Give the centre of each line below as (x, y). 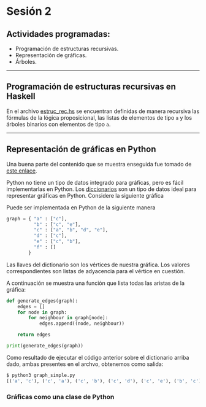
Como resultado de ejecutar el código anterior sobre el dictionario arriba (98, 357)
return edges (34, 335)
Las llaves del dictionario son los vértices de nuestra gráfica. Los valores (98, 265)
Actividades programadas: (58, 34)
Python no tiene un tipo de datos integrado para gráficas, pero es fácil (95, 182)
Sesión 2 (29, 11)
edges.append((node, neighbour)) (82, 324)
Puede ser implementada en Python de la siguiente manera (81, 207)
